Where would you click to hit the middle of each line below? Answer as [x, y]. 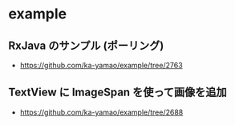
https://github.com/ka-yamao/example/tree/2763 [101, 65]
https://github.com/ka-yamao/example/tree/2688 [101, 112]
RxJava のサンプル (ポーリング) [86, 45]
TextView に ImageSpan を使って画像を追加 [118, 93]
